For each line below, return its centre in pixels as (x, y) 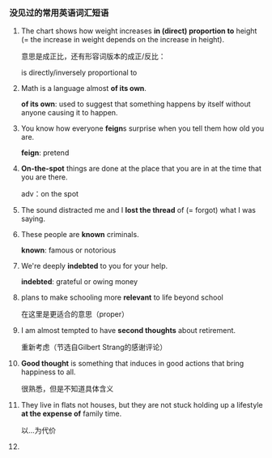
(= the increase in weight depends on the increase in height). (123, 40)
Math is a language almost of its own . (83, 89)
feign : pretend (45, 153)
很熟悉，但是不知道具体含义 (67, 389)
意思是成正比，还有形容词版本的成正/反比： (93, 56)
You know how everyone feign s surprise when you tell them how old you (142, 128)
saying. (33, 219)
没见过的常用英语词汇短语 (59, 12)
